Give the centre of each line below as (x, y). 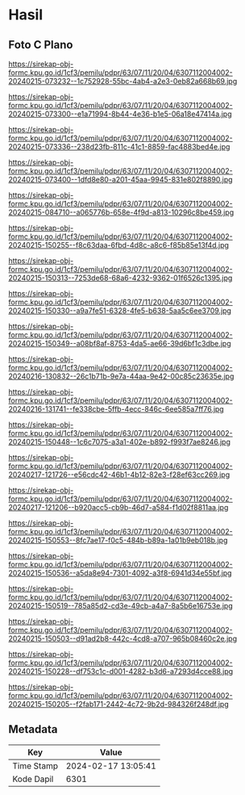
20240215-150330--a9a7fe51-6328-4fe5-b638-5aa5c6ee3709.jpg (120, 311)
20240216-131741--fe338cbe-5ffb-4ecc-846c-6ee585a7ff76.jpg (116, 409)
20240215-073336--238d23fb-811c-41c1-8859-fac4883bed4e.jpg (119, 146)
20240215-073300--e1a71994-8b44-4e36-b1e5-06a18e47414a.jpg (120, 114)
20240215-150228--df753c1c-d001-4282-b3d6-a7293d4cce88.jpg (121, 671)
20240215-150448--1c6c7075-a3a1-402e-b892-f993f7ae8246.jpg (120, 442)
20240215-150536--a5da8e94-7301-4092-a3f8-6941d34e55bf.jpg (120, 573)
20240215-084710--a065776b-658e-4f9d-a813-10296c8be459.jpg (121, 212)
